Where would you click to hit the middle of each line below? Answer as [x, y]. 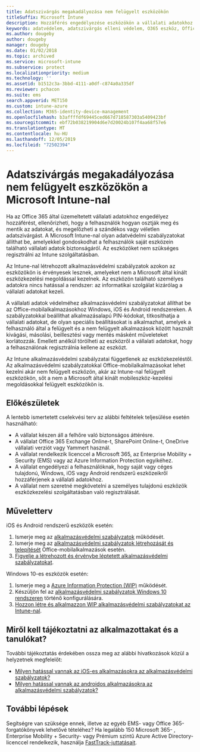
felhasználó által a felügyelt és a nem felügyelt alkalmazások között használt [100, 328]
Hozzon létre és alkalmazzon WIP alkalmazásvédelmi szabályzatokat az [103, 605]
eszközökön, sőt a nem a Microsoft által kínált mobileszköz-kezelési [89, 378]
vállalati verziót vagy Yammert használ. [63, 448]
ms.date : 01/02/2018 [32, 51]
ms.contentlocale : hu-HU [37, 134]
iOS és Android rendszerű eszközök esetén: [60, 525]
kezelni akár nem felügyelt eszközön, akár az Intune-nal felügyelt [86, 371]
